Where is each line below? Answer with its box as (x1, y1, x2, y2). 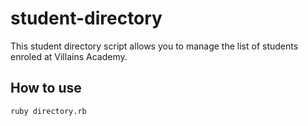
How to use (10, 80, 82, 97)
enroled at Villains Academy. (10, 50, 128, 62)
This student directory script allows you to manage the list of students (10, 40, 299, 52)
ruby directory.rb (10, 106, 87, 116)
